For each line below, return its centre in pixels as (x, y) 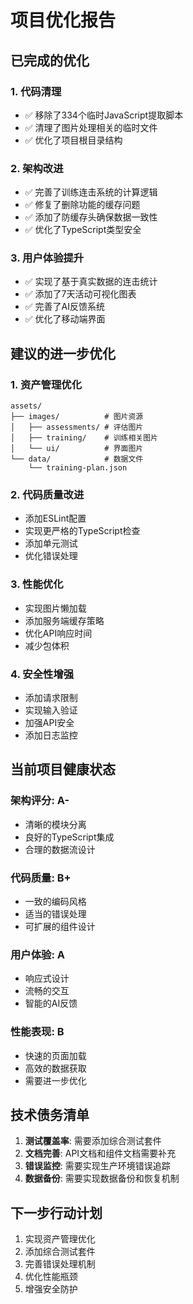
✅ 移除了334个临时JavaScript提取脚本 (104, 115)
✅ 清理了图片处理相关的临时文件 (91, 127)
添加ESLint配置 (55, 518)
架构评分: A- (40, 801)
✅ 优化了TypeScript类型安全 (83, 230)
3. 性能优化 (37, 584)
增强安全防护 (51, 1289)
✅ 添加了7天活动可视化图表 (80, 294)
